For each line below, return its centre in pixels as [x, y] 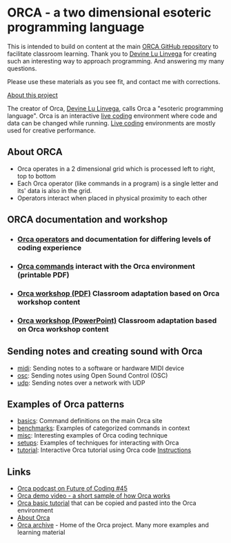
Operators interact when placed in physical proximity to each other [112, 198]
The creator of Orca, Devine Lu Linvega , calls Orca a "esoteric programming [115, 108]
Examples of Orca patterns [66, 404]
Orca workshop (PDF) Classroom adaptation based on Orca [118, 293]
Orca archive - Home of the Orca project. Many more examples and [113, 525]
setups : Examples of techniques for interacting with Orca [98, 443]
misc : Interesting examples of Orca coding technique [92, 436]
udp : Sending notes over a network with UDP [81, 382]
